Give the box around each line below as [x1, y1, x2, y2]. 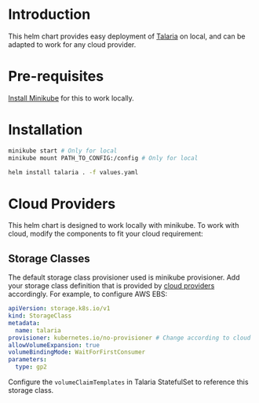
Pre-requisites [8, 68, 104, 86]
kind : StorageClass [8, 312, 72, 320]
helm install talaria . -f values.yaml [8, 168, 139, 176]
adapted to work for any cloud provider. [8, 39, 137, 49]
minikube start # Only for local [8, 147, 118, 155]
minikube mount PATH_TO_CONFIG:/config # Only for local [8, 154, 199, 162]
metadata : [8, 319, 41, 327]
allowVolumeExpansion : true [8, 341, 100, 349]
